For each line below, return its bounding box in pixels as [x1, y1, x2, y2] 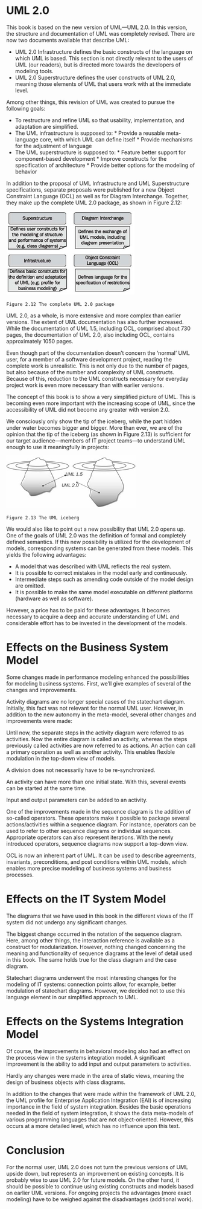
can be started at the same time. [6, 784, 87, 792]
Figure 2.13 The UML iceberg [6, 514, 80, 520]
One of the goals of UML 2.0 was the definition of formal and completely [6, 531, 186, 539]
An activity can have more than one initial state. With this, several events [6, 778, 186, 785]
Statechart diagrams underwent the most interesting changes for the [6, 974, 177, 981]
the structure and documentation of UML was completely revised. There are [6, 30, 195, 37]
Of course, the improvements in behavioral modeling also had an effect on [6, 1047, 191, 1055]
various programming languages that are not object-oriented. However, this [6, 1116, 194, 1123]
